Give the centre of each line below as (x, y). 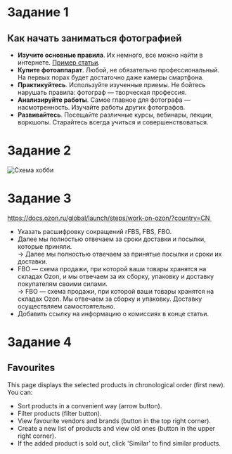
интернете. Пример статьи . (59, 63)
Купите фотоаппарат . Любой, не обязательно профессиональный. (118, 70)
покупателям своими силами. (62, 284)
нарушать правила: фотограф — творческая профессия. (102, 92)
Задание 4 (40, 342)
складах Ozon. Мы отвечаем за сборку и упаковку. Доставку (110, 299)
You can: (20, 392)
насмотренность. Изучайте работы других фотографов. (101, 107)
